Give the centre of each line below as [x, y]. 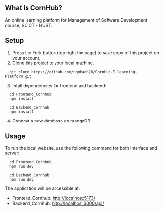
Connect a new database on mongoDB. [52, 121]
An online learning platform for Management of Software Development [76, 20]
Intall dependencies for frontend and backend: [59, 85]
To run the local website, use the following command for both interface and [81, 148]
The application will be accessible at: [42, 188]
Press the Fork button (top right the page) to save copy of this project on [85, 52]
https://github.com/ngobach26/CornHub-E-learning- [84, 72]
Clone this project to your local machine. [53, 63]
